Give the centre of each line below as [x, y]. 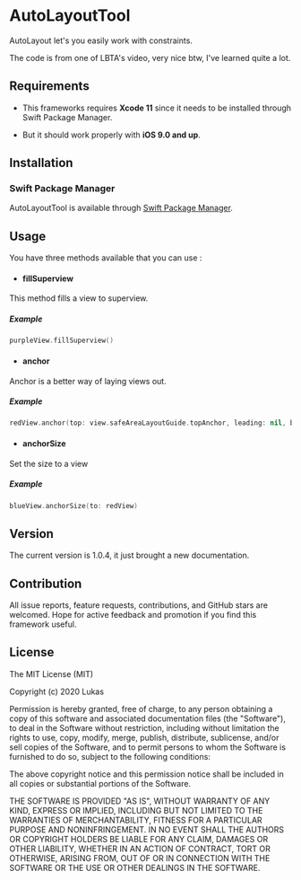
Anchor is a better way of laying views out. [88, 381]
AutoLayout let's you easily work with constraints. [101, 40]
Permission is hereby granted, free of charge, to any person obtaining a [141, 708]
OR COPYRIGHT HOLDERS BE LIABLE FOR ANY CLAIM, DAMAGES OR [139, 839]
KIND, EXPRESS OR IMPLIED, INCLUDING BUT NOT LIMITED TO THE [136, 810]
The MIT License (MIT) [52, 673]
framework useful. [43, 624]
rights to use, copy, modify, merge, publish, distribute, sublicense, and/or [144, 737]
